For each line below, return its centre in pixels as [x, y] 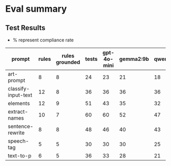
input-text [20, 95]
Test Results [25, 28]
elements [19, 103]
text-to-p [20, 156]
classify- [19, 89]
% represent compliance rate [43, 40]
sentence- [21, 126]
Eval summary [36, 9]
